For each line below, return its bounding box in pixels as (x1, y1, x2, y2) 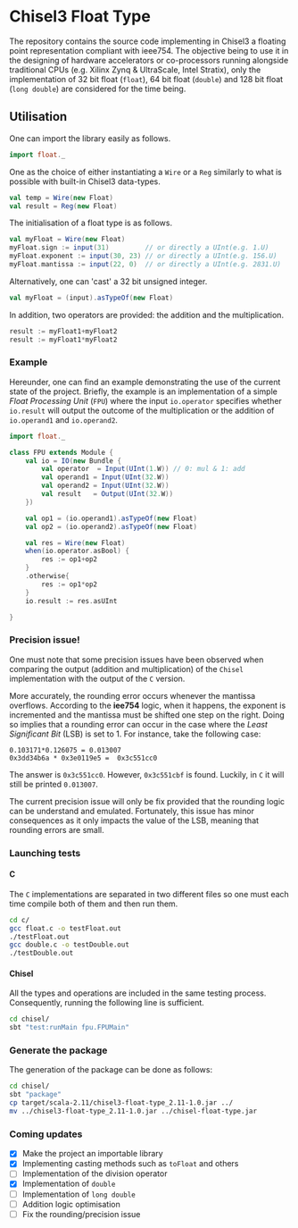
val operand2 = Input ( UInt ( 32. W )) (41, 481, 170, 491)
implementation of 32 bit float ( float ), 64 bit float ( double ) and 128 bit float (9, 73, 284, 84)
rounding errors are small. (9, 824, 104, 835)
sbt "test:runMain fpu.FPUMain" (9, 1023, 129, 1032)
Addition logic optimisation (21, 1199, 120, 1209)
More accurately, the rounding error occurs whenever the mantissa (9, 690, 256, 701)
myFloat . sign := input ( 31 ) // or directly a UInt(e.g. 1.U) (9, 243, 269, 252)
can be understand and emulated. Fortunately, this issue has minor (9, 805, 254, 816)
